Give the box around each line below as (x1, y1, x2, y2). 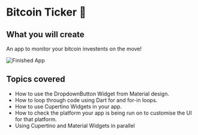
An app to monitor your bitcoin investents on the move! (6, 45, 142, 52)
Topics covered (6, 74, 65, 85)
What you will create (6, 29, 85, 40)
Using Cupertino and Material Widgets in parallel (14, 122, 135, 129)
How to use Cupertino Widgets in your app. (14, 103, 122, 110)
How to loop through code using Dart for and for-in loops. (14, 96, 158, 104)
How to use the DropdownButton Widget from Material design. (14, 90, 170, 97)
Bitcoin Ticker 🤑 (6, 5, 86, 19)
